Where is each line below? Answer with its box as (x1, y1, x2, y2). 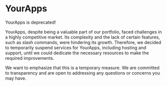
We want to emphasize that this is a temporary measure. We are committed (5, 65, 160, 71)
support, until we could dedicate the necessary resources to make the (5, 50, 149, 56)
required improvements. (5, 55, 54, 61)
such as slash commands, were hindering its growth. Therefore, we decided (5, 39, 162, 45)
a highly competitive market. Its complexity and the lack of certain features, (5, 34, 161, 40)
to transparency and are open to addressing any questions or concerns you (5, 70, 161, 76)
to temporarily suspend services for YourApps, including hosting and (5, 44, 147, 50)
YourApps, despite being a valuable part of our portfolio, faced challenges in (5, 29, 162, 35)
